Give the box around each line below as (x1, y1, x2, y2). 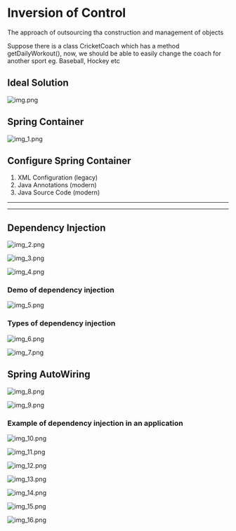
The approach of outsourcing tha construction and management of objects (7, 28, 224, 36)
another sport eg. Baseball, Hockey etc (7, 56, 121, 65)
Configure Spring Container (7, 154, 131, 166)
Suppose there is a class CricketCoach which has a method (7, 41, 180, 50)
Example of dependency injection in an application (7, 418, 184, 428)
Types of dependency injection (7, 318, 116, 328)
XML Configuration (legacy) (17, 173, 98, 182)
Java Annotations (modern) (17, 181, 97, 189)
